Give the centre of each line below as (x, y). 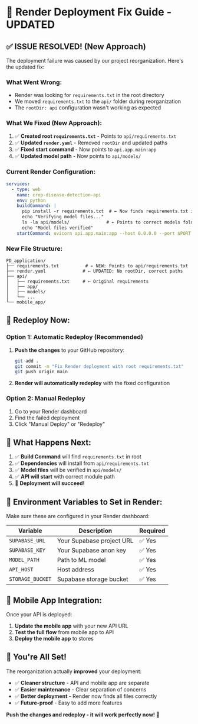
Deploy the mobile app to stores (54, 638)
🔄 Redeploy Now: (38, 320)
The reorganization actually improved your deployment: (74, 671)
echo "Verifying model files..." (63, 217)
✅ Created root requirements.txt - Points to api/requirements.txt (95, 136)
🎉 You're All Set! (36, 657)
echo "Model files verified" (57, 228)
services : (18, 184)
